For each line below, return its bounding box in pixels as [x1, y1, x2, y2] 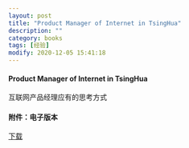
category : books [8, 34, 63, 42]
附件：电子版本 [8, 112, 58, 122]
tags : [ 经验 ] [8, 42, 50, 50]
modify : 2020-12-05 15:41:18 [8, 49, 106, 57]
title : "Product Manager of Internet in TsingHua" [8, 19, 182, 27]
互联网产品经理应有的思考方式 [8, 93, 107, 102]
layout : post [8, 11, 52, 20]
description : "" [8, 26, 63, 34]
